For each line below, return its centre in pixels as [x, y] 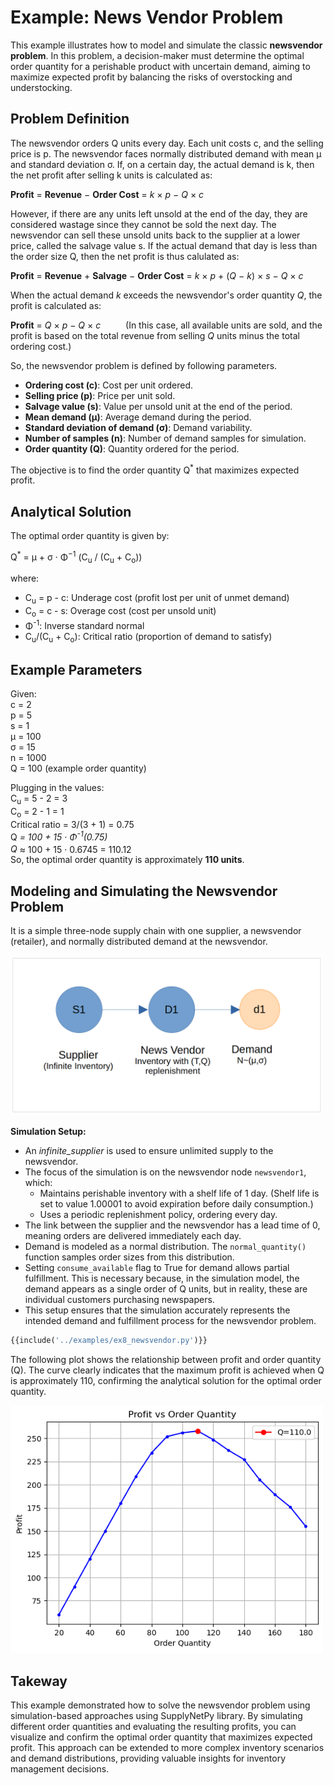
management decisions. [60, 1769]
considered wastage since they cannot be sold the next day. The [143, 224]
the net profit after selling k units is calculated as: [111, 175]
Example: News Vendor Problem [147, 17]
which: [38, 1182]
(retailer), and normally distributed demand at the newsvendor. [139, 942]
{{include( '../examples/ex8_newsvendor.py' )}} [109, 1340]
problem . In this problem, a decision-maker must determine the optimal [157, 55]
